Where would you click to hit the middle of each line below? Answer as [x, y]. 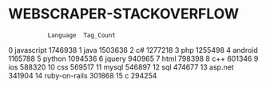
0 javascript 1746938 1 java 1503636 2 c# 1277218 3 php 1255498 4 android [133, 50]
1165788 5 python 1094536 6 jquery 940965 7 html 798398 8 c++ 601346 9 [133, 58]
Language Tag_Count [81, 35]
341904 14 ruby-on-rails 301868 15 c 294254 [83, 75]
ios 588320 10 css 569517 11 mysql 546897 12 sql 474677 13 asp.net [121, 67]
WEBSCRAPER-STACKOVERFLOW [124, 14]
